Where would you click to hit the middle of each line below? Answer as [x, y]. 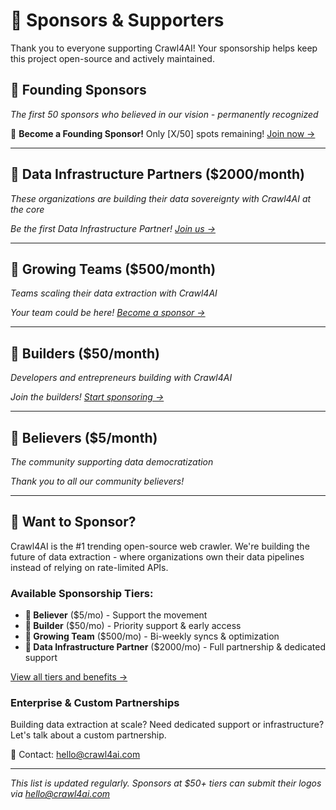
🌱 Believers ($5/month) [84, 437]
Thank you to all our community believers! [97, 481]
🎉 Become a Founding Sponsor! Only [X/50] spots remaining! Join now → [163, 133]
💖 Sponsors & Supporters [117, 20]
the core [27, 209]
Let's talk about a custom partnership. [88, 735]
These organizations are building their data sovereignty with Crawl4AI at [161, 198]
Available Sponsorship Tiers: [82, 593]
